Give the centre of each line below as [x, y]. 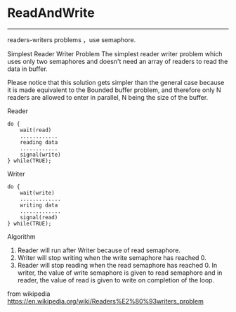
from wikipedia [29, 294]
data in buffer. [27, 69]
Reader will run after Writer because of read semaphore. [99, 250]
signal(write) [40, 155]
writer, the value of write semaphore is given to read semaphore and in [120, 273]
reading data [39, 142]
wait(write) [37, 193]
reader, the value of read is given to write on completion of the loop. [116, 280]
